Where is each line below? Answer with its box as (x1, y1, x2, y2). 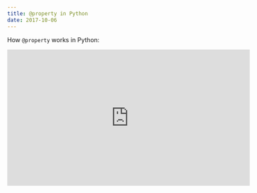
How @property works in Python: (7, 35, 100, 44)
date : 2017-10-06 (7, 17, 57, 24)
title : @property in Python (7, 10, 89, 17)
